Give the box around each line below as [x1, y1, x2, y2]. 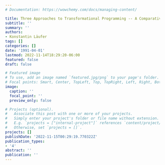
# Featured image [5, 71, 41, 76]
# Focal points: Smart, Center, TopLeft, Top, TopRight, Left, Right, [5, 80, 153, 85]
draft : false [5, 62, 32, 67]
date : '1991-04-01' [5, 48, 45, 53]
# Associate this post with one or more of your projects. [5, 111, 133, 116]
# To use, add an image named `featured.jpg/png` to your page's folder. [5, 75, 160, 80]
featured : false [5, 57, 38, 62]
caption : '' [9, 89, 34, 94]
